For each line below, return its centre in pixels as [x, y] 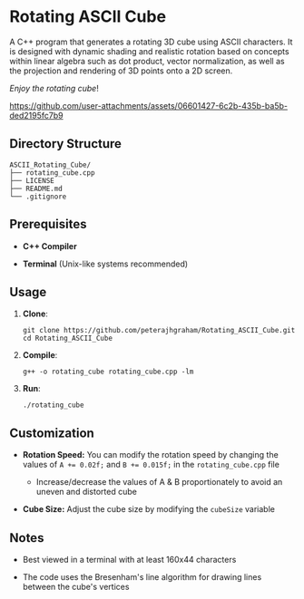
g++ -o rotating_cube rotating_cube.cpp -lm [108, 372]
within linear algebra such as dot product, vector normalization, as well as [147, 61]
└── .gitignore [38, 197]
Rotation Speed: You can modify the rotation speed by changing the [150, 455]
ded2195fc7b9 [36, 115]
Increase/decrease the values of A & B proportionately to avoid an [159, 482]
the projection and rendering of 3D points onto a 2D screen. [121, 71]
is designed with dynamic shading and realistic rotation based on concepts [149, 51]
